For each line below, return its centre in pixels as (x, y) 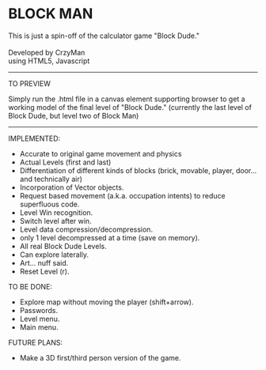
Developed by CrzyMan (47, 52)
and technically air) (51, 179)
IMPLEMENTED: (34, 138)
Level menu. (40, 319)
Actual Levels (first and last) (65, 162)
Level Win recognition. (56, 212)
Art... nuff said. (44, 262)
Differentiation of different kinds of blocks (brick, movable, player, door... (138, 170)
